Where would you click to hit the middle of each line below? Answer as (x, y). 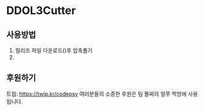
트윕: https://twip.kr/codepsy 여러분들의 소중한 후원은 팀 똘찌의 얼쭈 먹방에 (97, 94)
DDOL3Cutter (41, 11)
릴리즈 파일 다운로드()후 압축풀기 (54, 50)
